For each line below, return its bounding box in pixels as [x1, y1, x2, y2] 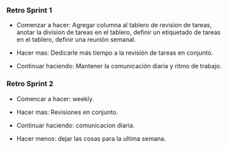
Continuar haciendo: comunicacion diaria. [16, 121, 135, 129]
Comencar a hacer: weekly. [16, 94, 94, 103]
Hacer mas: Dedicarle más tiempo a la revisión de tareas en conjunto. [16, 49, 214, 57]
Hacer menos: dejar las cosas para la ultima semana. [16, 134, 166, 142]
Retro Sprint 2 [6, 79, 54, 89]
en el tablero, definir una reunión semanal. [16, 36, 137, 44]
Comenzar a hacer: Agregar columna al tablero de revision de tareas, [16, 21, 212, 29]
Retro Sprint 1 [6, 5, 52, 15]
